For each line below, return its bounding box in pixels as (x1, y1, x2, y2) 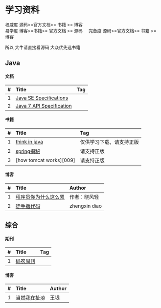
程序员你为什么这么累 (15, 194, 65, 200)
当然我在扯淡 (15, 294, 46, 301)
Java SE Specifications (15, 94, 69, 101)
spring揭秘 (15, 148, 40, 155)
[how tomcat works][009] (15, 157, 76, 164)
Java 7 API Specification (15, 102, 72, 109)
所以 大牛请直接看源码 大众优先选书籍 (5, 44, 81, 50)
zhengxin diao (69, 202, 102, 209)
